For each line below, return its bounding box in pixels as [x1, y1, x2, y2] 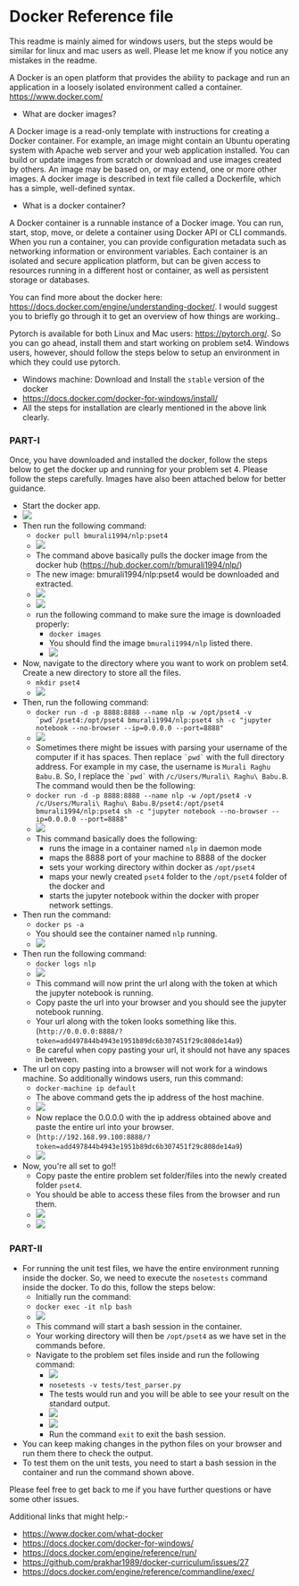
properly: [35, 619, 70, 629]
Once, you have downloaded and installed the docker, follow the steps [9, 454, 268, 466]
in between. [35, 1054, 79, 1065]
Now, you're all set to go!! [21, 1160, 116, 1172]
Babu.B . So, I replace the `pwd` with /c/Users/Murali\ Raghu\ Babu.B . [35, 771, 288, 781]
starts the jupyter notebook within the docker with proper [48, 890, 260, 901]
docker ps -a [35, 921, 85, 930]
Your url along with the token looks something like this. [35, 1017, 237, 1027]
